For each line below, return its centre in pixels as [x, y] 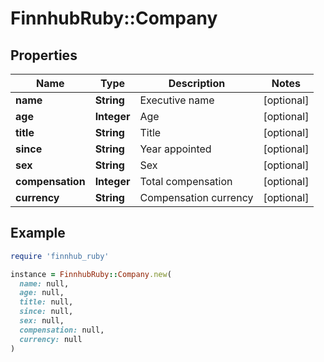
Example [38, 233]
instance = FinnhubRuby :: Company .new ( [91, 274]
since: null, [46, 312]
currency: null [51, 339]
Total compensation [186, 181]
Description [197, 83]
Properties [44, 55]
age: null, [42, 293]
